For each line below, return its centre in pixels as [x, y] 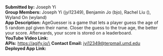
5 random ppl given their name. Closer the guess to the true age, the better [81, 28]
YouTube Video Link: [27, 38]
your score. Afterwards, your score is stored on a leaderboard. [69, 33]
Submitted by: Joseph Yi [31, 7]
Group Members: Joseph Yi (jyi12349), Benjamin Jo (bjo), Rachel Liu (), [78, 12]
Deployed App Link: [26, 48]
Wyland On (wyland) [26, 17]
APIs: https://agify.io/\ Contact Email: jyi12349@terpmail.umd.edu [73, 43]
